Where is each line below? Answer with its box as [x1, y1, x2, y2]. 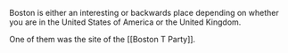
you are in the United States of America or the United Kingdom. [9, 17, 242, 27]
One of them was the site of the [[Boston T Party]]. [9, 34, 196, 44]
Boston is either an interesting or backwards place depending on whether [9, 8, 279, 18]
